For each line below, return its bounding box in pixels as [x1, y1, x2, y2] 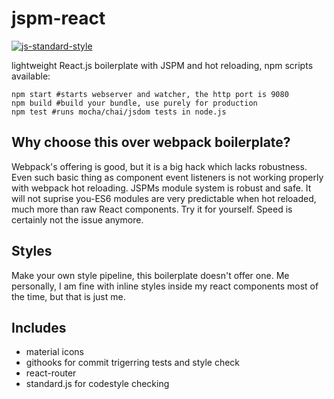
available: [11, 70, 51, 82]
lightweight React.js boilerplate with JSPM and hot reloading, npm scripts [11, 59, 314, 71]
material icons [25, 346, 84, 358]
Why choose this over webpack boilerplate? [11, 134, 291, 151]
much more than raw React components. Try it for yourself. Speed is [11, 203, 293, 215]
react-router [25, 367, 77, 379]
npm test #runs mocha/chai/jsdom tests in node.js [11, 107, 227, 117]
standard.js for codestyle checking [25, 378, 170, 390]
